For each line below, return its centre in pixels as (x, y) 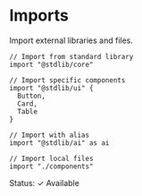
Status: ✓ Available (45, 183)
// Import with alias (50, 135)
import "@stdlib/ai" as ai (59, 143)
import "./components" (51, 166)
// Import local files (51, 158)
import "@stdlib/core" (51, 64)
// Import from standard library (71, 56)
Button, (32, 96)
